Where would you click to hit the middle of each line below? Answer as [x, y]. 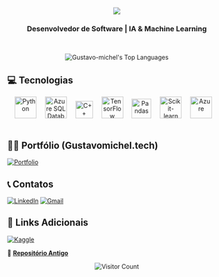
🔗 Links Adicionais [48, 223]
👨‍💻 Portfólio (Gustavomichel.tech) [83, 145]
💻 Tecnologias [40, 80]
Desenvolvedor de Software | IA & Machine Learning [117, 29]
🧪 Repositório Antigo [38, 253]
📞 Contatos [30, 184]
